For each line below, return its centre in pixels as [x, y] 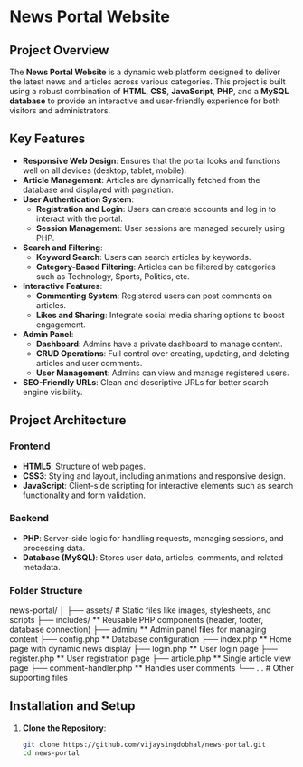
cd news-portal [51, 753]
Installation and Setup [72, 706]
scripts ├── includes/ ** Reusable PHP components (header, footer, [137, 620]
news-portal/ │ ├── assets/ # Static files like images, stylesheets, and [140, 610]
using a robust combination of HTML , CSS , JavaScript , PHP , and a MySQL [149, 91]
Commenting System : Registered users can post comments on [154, 296]
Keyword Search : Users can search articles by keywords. [143, 257]
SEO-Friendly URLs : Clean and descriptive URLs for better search [145, 382]
